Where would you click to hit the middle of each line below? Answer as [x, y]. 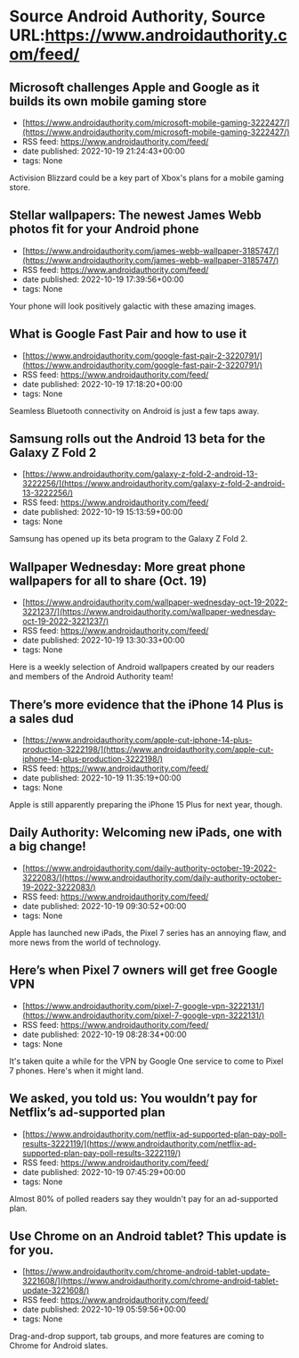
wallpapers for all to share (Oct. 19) [108, 580]
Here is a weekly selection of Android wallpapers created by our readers [142, 667]
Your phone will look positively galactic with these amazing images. [133, 306]
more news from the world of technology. [85, 942]
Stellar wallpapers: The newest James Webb [135, 215]
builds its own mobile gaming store [108, 101]
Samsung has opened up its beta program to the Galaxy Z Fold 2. [129, 539]
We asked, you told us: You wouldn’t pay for [133, 1099]
